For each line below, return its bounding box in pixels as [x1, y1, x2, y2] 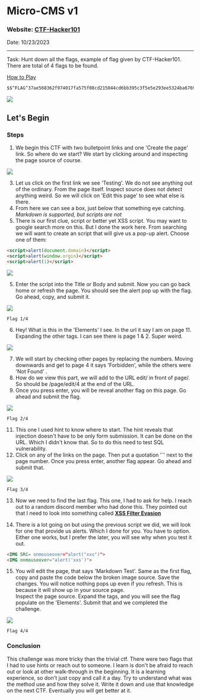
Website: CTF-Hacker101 [7, 26, 81, 34]
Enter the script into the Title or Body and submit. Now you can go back [15, 280, 191, 287]
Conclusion [7, 642, 41, 650]
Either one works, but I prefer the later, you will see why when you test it [15, 533, 192, 541]
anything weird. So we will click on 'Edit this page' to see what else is [15, 192, 185, 199]
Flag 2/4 [7, 416, 28, 422]
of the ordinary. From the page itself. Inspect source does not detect [15, 186, 183, 193]
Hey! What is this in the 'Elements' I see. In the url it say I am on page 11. [15, 326, 192, 333]
